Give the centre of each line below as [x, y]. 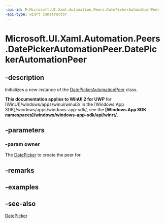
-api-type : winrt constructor [36, 14]
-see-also [20, 204]
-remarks [20, 170]
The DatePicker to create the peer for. [44, 155]
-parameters [25, 130]
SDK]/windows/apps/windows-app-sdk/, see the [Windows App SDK [76, 109]
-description [25, 78]
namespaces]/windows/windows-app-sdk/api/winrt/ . [62, 115]
